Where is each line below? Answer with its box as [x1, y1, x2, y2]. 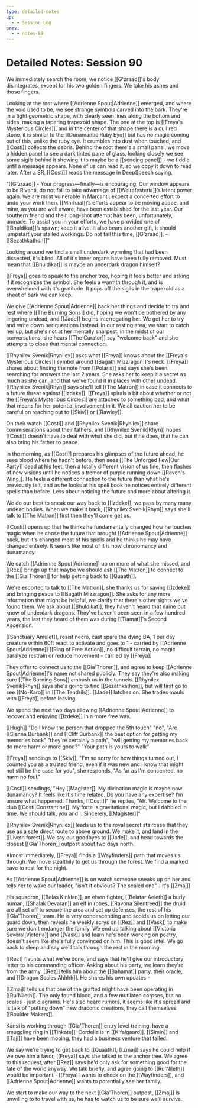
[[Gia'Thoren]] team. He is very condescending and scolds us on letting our [6, 912, 190, 920]
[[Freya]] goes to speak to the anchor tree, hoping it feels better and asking [6, 273, 190, 280]
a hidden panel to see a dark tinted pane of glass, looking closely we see [6, 150, 184, 157]
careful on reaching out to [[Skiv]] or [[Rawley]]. [6, 409, 123, 416]
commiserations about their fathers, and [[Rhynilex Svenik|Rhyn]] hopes [6, 427, 181, 434]
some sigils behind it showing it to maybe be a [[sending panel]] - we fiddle [6, 156, 190, 163]
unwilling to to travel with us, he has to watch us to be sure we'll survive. [6, 1096, 183, 1103]
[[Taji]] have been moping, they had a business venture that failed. [6, 1035, 168, 1042]
